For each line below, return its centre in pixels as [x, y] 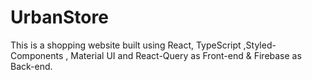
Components [37, 55]
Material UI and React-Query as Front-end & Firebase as [186, 55]
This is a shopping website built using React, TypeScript [126, 45]
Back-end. [31, 66]
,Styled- [260, 45]
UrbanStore [59, 17]
